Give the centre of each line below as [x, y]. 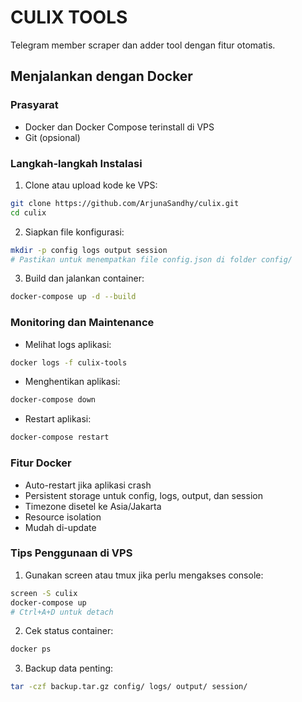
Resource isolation [63, 517]
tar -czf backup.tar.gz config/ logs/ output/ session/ [129, 687]
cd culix [28, 212]
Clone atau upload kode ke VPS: [91, 185]
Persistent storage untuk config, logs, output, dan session [143, 495]
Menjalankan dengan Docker [101, 76]
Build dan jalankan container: [84, 278]
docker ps [31, 649]
